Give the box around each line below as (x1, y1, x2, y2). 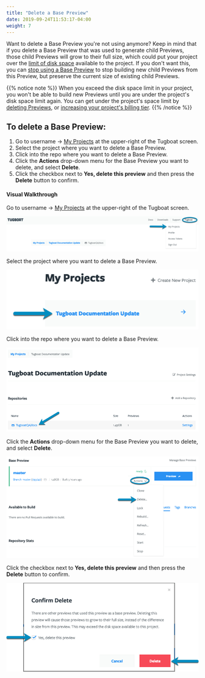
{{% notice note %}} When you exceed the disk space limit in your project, (6, 84, 194, 92)
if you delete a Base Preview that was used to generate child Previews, (6, 46, 184, 54)
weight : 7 (6, 23, 32, 29)
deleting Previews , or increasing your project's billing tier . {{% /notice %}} (6, 104, 192, 111)
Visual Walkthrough (6, 190, 58, 198)
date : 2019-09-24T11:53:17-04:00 (6, 16, 92, 23)
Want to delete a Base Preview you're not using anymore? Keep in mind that (6, 40, 197, 48)
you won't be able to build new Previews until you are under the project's (6, 91, 190, 98)
